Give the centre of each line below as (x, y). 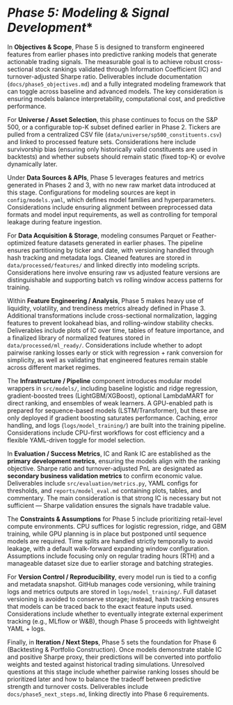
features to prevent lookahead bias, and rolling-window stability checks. (111, 323)
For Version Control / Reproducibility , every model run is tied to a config (112, 577)
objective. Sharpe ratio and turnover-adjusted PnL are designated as (105, 468)
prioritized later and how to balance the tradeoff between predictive (104, 679)
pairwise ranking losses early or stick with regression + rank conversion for (115, 352)
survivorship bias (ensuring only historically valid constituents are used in (112, 149)
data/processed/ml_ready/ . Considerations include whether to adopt (105, 345)
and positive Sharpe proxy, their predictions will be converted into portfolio (114, 657)
